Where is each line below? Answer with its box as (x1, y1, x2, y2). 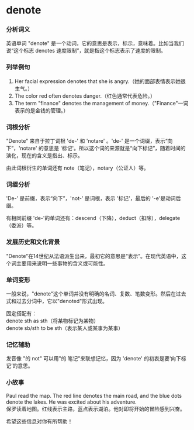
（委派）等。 (6, 222, 37, 229)
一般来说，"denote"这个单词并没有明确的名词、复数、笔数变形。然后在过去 (6, 290, 186, 297)
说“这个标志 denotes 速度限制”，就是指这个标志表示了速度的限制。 (6, 47, 167, 54)
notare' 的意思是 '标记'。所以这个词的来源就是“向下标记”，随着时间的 (20, 145, 186, 152)
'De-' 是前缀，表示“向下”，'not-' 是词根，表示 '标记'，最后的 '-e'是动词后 (6, 195, 181, 202)
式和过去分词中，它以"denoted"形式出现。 (6, 297, 108, 304)
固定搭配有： (6, 309, 37, 317)
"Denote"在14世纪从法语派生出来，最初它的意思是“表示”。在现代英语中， (6, 252, 182, 259)
